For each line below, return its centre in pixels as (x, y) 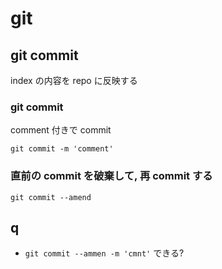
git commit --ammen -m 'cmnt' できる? (104, 253)
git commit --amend (51, 197)
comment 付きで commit (61, 130)
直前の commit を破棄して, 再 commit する (111, 176)
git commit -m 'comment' (62, 149)
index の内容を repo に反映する (74, 80)
